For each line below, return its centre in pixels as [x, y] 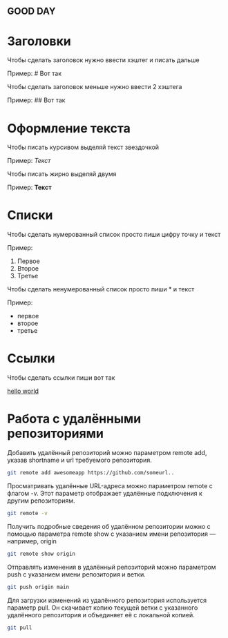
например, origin [32, 541]
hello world [23, 391]
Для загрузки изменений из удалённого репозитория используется [107, 600]
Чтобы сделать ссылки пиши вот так [61, 378]
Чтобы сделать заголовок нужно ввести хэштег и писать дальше [103, 60]
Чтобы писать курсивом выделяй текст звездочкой [83, 147]
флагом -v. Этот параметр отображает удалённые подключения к [105, 493]
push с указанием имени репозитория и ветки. [77, 574]
